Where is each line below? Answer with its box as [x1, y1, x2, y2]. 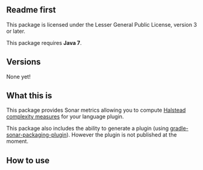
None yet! [6, 73, 31, 80]
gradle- [170, 124, 189, 132]
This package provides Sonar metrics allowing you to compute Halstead [6, 106, 186, 114]
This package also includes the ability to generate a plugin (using [6, 124, 169, 132]
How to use [6, 155, 50, 166]
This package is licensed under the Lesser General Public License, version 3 [6, 21, 197, 28]
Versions [6, 57, 41, 67]
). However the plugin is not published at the [66, 131, 177, 138]
